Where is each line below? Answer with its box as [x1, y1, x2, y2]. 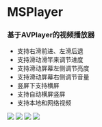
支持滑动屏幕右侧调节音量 [16, 73, 90, 81]
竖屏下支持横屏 [16, 81, 60, 90]
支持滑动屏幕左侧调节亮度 [16, 64, 90, 72]
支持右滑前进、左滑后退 [16, 47, 84, 55]
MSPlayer [7, 4, 64, 20]
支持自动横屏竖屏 [16, 90, 66, 99]
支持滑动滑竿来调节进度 [16, 56, 84, 64]
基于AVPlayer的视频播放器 [7, 30, 95, 40]
